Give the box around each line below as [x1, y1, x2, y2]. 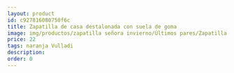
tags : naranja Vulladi [7, 42, 74, 49]
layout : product [7, 10, 55, 17]
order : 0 [7, 56, 33, 63]
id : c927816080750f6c [7, 17, 71, 24]
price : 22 [7, 36, 36, 43]
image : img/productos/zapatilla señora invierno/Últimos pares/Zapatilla [7, 29, 228, 37]
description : [7, 49, 46, 56]
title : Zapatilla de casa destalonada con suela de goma [7, 23, 177, 30]
